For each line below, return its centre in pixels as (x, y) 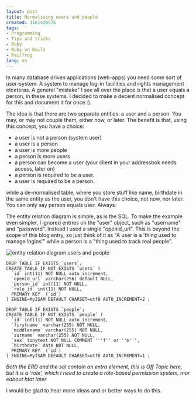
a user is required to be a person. (54, 181)
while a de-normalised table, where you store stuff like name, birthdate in (94, 192)
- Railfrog (19, 55)
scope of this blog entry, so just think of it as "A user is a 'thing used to (91, 235)
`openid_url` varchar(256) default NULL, (63, 279)
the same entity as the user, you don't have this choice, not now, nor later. (95, 199)
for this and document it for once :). (49, 102)
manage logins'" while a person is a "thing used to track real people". (89, 241)
